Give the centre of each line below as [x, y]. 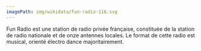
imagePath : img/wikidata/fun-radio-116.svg [62, 12]
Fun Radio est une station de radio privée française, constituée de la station [100, 29]
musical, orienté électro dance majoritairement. [65, 41]
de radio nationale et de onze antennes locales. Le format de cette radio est [101, 35]
